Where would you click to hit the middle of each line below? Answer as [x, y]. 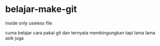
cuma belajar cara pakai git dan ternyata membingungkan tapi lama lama [80, 32]
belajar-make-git [41, 9]
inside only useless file [29, 23]
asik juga [15, 38]
